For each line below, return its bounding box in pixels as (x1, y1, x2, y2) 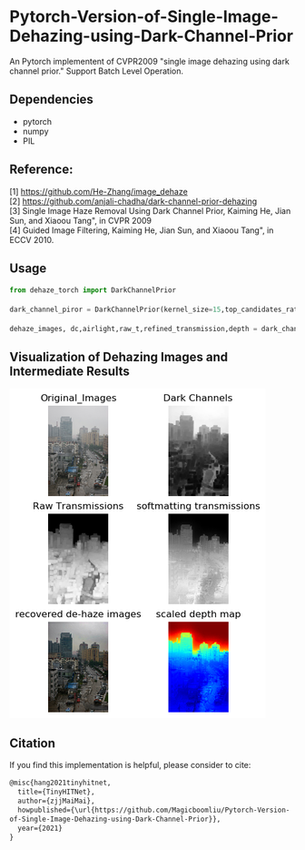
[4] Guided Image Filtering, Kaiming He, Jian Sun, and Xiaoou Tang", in (9, 225, 274, 236)
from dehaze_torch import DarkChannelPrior (9, 286, 177, 295)
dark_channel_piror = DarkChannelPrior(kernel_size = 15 (9, 305, 221, 315)
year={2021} (17, 824, 64, 834)
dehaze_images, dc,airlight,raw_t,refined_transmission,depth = (9, 324, 258, 333)
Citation (9, 735, 56, 751)
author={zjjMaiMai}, (17, 796, 95, 806)
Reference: (9, 162, 74, 177)
